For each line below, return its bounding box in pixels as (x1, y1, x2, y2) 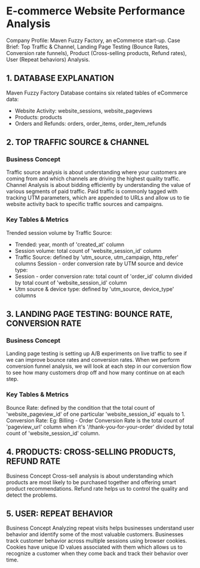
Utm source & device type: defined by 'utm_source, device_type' (14, 285, 174, 292)
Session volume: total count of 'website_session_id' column (14, 247, 162, 254)
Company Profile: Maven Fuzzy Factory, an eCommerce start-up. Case (6, 37, 181, 44)
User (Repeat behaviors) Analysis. (6, 56, 90, 63)
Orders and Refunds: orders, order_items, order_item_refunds (14, 120, 167, 127)
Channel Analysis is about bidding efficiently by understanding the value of (6, 182, 191, 189)
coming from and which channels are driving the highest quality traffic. (6, 175, 181, 182)
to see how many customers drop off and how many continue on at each (6, 369, 185, 376)
